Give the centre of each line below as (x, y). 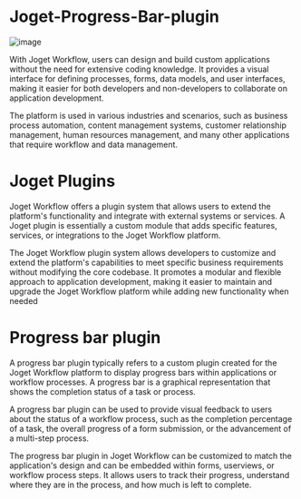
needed (24, 300)
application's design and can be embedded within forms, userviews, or (142, 465)
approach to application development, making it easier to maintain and (141, 281)
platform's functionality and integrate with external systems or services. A (147, 216)
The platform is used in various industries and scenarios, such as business (149, 115)
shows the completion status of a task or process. (103, 391)
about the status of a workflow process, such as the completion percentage (151, 418)
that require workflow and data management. (94, 144)
